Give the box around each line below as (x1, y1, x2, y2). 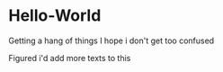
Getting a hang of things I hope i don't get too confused (8, 35, 215, 46)
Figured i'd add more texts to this (8, 52, 131, 63)
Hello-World (8, 5, 102, 26)
